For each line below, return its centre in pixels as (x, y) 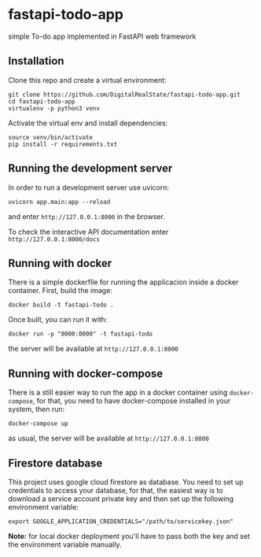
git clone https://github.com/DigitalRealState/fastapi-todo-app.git (125, 95)
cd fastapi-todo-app (42, 101)
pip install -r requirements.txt (63, 144)
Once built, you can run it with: (58, 320)
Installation (36, 61)
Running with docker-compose (86, 373)
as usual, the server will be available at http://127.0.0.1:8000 (109, 438)
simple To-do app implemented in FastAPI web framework (102, 36)
